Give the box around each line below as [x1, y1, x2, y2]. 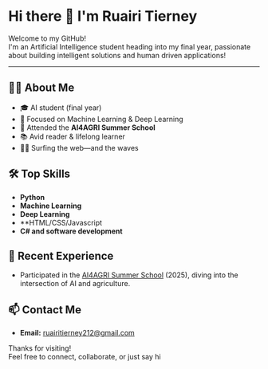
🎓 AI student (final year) [19, 103, 102, 112]
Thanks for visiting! [8, 343, 72, 353]
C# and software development [19, 226, 123, 236]
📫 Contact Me [8, 303, 82, 316]
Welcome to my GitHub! [8, 33, 86, 43]
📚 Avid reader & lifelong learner [19, 132, 126, 141]
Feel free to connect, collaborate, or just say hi [8, 352, 161, 362]
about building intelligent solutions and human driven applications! [8, 50, 227, 60]
